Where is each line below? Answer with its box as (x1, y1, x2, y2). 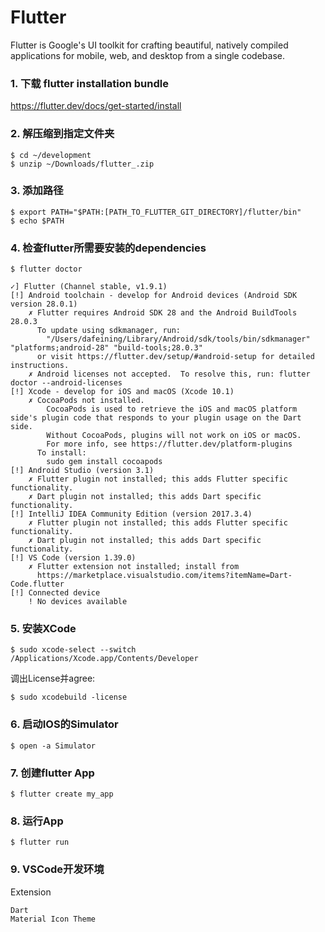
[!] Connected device (10, 588, 101, 598)
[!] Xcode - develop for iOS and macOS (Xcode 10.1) (10, 387, 235, 397)
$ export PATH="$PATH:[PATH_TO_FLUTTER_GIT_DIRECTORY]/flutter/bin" (10, 207, 302, 217)
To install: (36, 448, 87, 458)
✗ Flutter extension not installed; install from (28, 562, 240, 572)
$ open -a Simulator (10, 741, 97, 751)
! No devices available (28, 597, 128, 607)
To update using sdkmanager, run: (36, 326, 182, 336)
